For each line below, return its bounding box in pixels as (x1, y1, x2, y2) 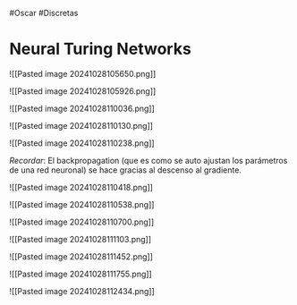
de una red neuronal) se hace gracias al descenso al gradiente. (9, 165, 242, 175)
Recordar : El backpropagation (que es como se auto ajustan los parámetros (9, 155, 288, 165)
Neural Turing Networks (9, 39, 192, 59)
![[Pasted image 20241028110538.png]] (9, 199, 155, 209)
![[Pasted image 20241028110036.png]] (9, 103, 155, 114)
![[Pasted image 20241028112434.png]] (9, 285, 155, 296)
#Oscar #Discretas (9, 8, 79, 18)
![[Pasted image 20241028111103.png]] (9, 233, 152, 244)
